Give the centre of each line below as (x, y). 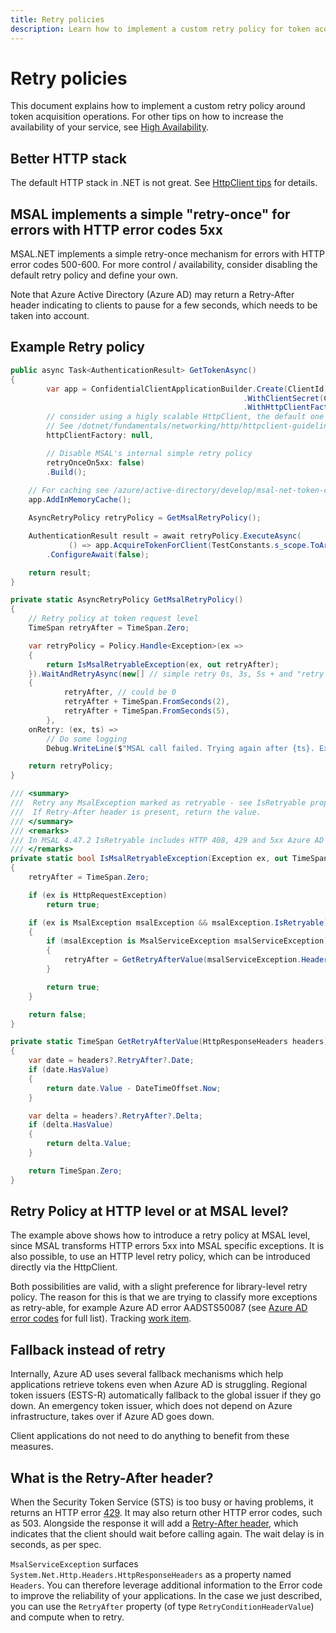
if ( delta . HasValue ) (71, 1125)
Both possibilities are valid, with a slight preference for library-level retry (159, 1287)
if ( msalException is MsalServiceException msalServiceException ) (187, 941)
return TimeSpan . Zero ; (75, 1171)
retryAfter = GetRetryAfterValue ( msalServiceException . (182, 960)
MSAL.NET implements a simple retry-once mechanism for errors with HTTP (168, 254)
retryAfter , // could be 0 (120, 692)
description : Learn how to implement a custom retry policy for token (160, 29)
